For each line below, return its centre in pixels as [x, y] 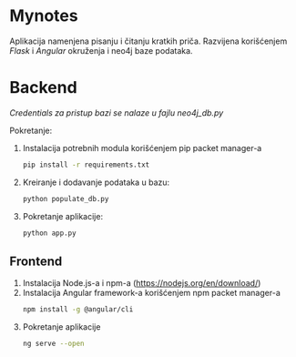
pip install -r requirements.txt [86, 165]
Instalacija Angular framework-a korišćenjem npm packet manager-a [151, 293]
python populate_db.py [66, 199]
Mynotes [44, 16]
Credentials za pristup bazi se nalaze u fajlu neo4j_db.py [117, 112]
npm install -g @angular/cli [78, 310]
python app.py [49, 233]
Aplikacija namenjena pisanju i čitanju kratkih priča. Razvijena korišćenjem [148, 41]
